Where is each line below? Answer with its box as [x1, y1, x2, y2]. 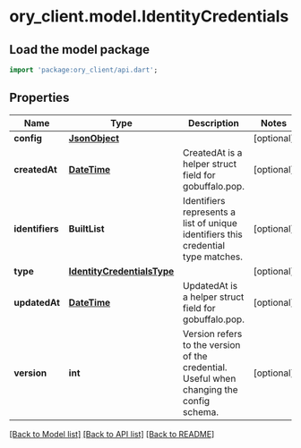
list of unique [182, 216, 237, 229]
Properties [9, 90, 70, 106]
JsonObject [68, 131, 119, 144]
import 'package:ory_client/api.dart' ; [9, 65, 159, 74]
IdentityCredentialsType [68, 265, 175, 277]
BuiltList [68, 222, 105, 234]
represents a [182, 206, 236, 218]
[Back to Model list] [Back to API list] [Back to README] [9, 428, 215, 439]
